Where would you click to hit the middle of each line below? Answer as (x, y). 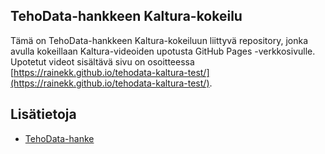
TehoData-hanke (59, 138)
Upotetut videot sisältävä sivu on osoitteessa (102, 61)
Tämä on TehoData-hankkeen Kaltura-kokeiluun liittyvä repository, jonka (159, 40)
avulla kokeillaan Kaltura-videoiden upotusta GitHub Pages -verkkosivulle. (163, 51)
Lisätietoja (43, 114)
